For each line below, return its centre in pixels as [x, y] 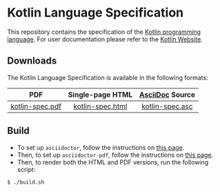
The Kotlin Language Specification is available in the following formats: [108, 77]
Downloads [32, 61]
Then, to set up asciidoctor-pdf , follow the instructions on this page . [115, 155]
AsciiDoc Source [167, 95]
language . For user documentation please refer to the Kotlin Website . [105, 39]
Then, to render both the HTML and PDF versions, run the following [113, 162]
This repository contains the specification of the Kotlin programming [104, 32]
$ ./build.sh [26, 182]
